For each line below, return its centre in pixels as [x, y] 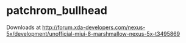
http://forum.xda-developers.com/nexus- [94, 27]
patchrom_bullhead [57, 11]
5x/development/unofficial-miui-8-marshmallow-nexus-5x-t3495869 [93, 33]
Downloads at [24, 27]
